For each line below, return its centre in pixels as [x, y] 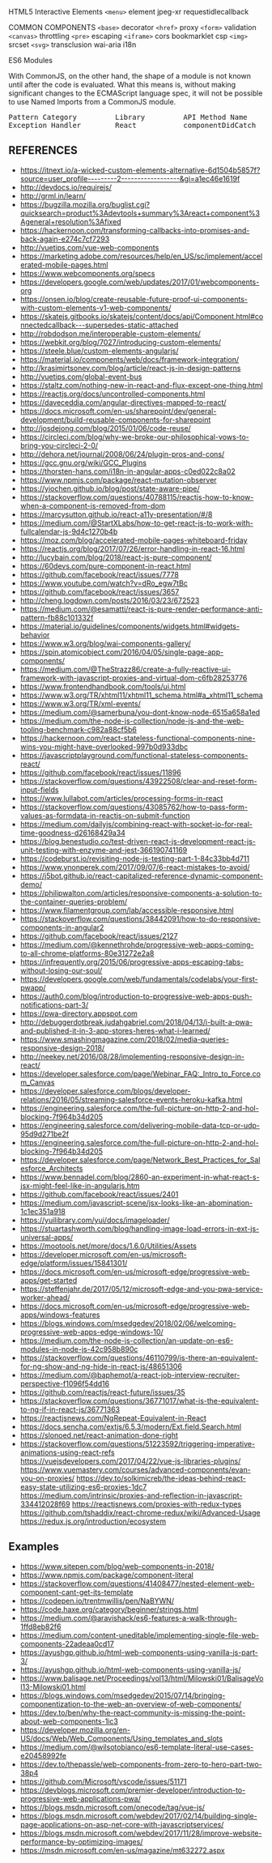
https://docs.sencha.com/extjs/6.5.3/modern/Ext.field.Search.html [130, 1426]
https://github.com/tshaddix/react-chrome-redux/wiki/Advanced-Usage [140, 1512]
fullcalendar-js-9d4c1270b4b [69, 531]
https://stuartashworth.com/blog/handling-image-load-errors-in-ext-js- [140, 1228]
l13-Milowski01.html [53, 1686]
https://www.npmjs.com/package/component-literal [107, 1575]
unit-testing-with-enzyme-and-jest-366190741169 [104, 850]
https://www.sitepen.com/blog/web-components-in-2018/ [117, 1566]
